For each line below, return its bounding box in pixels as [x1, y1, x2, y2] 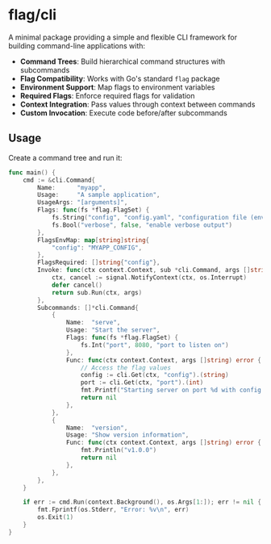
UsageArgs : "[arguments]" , [37, 199, 128, 207]
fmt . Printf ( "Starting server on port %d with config [80, 386, 262, 395]
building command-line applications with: [8, 40, 146, 50]
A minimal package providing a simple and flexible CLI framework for [8, 32, 238, 42]
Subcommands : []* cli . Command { [37, 303, 139, 312]
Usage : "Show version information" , [65, 431, 190, 439]
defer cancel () [51, 281, 103, 289]
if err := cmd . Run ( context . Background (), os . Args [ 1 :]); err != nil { [23, 498, 262, 506]
